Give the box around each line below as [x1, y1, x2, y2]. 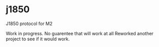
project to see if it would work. [6, 36, 70, 42]
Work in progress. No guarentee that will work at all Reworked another [6, 30, 154, 36]
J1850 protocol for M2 [6, 20, 53, 27]
